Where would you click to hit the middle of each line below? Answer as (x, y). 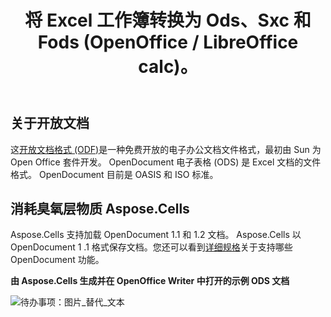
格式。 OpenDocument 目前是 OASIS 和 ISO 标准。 (114, 174)
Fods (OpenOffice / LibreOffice (168, 42)
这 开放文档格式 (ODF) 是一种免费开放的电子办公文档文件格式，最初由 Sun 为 (166, 149)
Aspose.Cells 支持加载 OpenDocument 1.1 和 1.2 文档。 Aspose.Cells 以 (156, 235)
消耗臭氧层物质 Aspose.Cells (100, 209)
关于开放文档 (50, 123)
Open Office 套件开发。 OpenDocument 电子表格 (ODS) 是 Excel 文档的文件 (166, 162)
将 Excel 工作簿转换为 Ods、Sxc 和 (168, 20)
